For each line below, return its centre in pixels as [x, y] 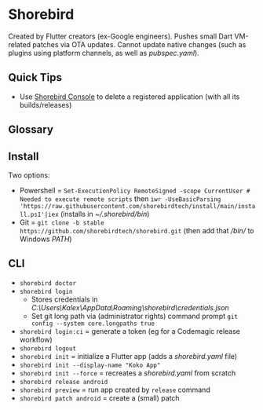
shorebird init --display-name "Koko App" [90, 365]
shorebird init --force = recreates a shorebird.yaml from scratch [128, 373]
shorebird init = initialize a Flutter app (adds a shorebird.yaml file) [128, 356]
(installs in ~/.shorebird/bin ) [105, 214]
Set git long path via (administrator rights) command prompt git [134, 316]
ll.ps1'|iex [39, 214]
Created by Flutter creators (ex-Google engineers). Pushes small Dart [121, 36]
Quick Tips [35, 77]
